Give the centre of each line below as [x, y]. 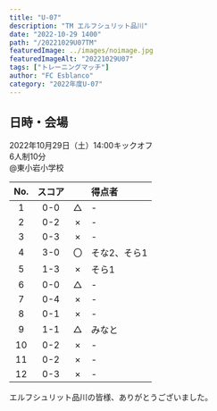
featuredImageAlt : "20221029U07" [71, 59]
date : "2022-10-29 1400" [55, 34]
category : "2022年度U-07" [56, 84]
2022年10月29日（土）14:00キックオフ [81, 146]
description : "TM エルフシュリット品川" [79, 26]
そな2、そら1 [119, 253]
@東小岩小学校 [37, 168]
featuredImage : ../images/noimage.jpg [81, 51]
